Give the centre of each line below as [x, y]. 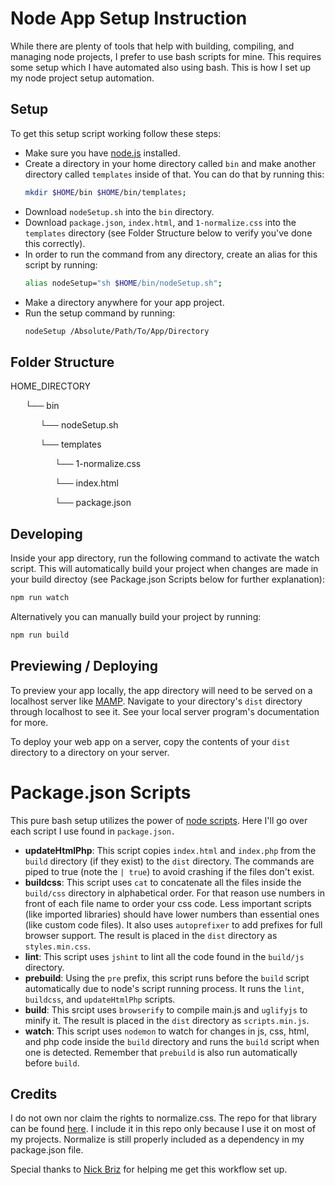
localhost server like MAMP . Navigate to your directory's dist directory [156, 701]
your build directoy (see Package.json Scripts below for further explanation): [167, 579]
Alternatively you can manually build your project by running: [136, 616]
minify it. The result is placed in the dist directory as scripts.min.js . [167, 1020]
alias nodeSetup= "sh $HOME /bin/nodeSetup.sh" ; [123, 283]
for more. [29, 722]
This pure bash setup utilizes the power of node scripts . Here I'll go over [159, 820]
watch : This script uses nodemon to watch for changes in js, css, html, [167, 1031]
